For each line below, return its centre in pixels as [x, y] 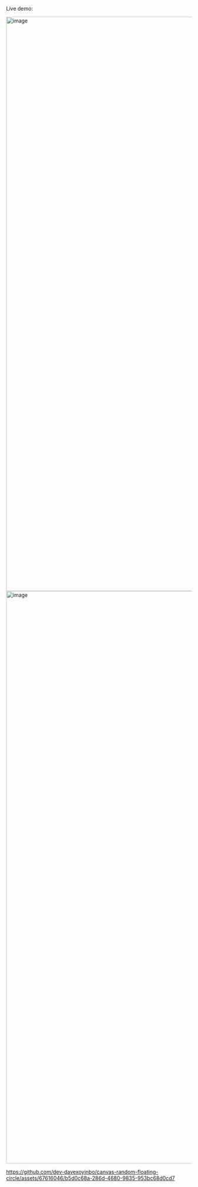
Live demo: [20, 9]
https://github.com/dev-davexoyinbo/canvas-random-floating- [82, 1172]
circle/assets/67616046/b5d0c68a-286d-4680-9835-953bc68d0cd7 [90, 1178]
